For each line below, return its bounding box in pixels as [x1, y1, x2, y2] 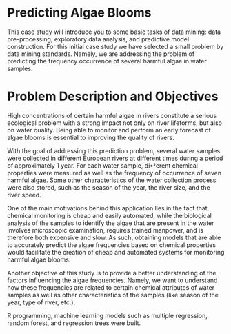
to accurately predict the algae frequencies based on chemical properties [7, 240, 216, 249]
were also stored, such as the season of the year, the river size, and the [7, 183, 210, 191]
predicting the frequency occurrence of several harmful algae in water [7, 57, 207, 65]
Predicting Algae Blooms [7, 5, 152, 21]
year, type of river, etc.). [7, 298, 76, 306]
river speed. [7, 190, 41, 199]
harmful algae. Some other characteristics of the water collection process [7, 176, 217, 184]
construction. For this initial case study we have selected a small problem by [7, 42, 224, 50]
